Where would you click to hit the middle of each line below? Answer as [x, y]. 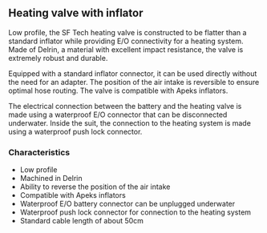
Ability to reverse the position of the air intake [95, 187]
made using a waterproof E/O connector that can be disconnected [118, 114]
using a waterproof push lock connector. [75, 131]
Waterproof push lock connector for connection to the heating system [135, 212]
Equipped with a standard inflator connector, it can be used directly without [133, 73]
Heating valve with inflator [76, 13]
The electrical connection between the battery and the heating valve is [125, 106]
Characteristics [39, 152]
